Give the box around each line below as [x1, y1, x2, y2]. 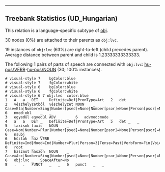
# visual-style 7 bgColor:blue [5, 76, 76, 81]
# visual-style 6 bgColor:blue [5, 85, 76, 89]
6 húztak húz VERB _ [5, 136, 60, 141]
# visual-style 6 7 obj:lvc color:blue [5, 93, 89, 98]
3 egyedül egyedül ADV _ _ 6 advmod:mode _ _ [5, 115, 122, 119]
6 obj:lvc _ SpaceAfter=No [5, 158, 69, 163]
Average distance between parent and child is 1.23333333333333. [5, 52, 140, 57]
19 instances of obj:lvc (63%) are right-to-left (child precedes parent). [5, 46, 149, 52]
